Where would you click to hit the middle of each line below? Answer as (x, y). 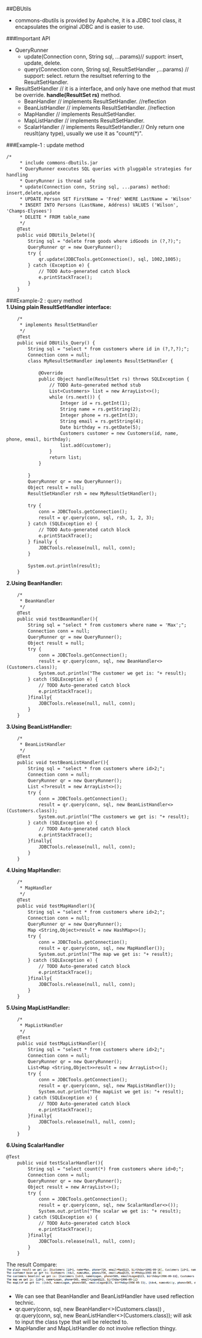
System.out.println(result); (64, 566)
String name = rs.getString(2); (100, 409)
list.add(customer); (86, 445)
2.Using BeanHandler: (35, 583)
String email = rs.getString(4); (102, 421)
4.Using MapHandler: (34, 870)
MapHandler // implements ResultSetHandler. (80, 114)
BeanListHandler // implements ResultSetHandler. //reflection (99, 108)
